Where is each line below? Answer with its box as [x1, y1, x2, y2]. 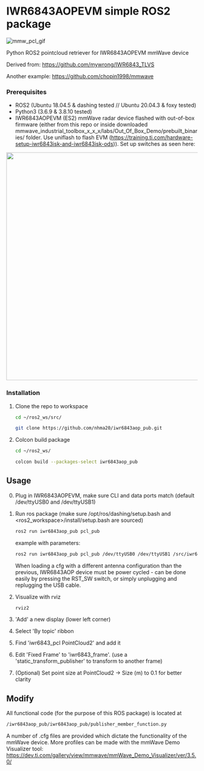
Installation [6, 389, 41, 397]
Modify [6, 693, 35, 704]
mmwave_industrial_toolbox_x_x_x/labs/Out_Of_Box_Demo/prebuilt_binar [15, 128, 198, 135]
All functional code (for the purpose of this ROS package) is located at [6, 710, 182, 717]
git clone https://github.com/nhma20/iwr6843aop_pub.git [15, 425, 163, 431]
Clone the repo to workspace [15, 402, 88, 409]
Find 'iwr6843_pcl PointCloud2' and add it [15, 639, 121, 646]
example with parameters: [15, 539, 81, 546]
